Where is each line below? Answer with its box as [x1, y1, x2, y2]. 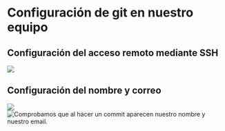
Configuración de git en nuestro [7, 5, 194, 21]
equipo [7, 19, 48, 35]
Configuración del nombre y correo [7, 85, 162, 97]
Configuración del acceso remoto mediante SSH [7, 47, 219, 59]
